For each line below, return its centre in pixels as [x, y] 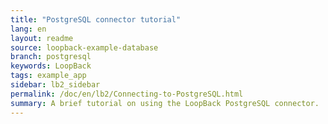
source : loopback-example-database [84, 47]
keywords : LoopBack [51, 66]
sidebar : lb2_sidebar [55, 85]
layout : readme [42, 38]
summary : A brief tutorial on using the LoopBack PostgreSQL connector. [165, 103]
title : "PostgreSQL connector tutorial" [96, 19]
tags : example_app [48, 76]
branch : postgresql [51, 57]
